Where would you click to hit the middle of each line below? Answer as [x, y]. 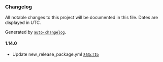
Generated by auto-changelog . [36, 32]
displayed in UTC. [23, 22]
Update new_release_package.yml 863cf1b [55, 54]
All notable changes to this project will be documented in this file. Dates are [82, 18]
